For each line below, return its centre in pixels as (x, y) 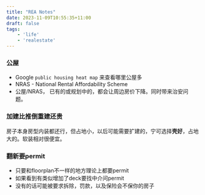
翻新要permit (26, 156)
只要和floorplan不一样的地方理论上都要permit (72, 170)
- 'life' (28, 35)
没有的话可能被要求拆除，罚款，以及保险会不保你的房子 (85, 186)
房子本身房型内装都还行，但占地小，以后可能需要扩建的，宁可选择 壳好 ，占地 (103, 131)
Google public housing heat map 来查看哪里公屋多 (78, 78)
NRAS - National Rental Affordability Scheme (71, 84)
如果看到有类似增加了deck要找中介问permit (70, 178)
